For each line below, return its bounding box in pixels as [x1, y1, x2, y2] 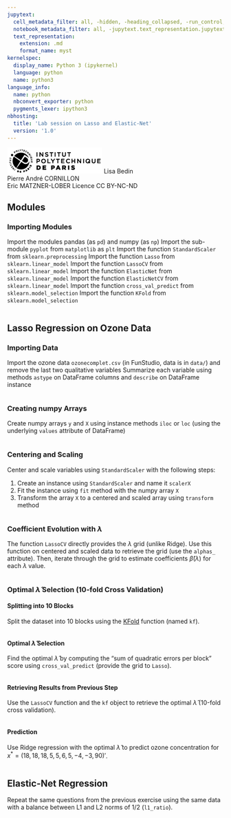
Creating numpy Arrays [7, 403, 87, 413]
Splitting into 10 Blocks [7, 602, 74, 610]
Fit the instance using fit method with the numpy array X [16, 486, 179, 494]
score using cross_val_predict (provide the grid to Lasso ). [7, 662, 172, 670]
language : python [13, 69, 63, 76]
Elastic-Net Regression [7, 777, 109, 789]
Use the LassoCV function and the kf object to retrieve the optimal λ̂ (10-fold [7, 699, 221, 707]
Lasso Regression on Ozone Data [7, 322, 151, 334]
